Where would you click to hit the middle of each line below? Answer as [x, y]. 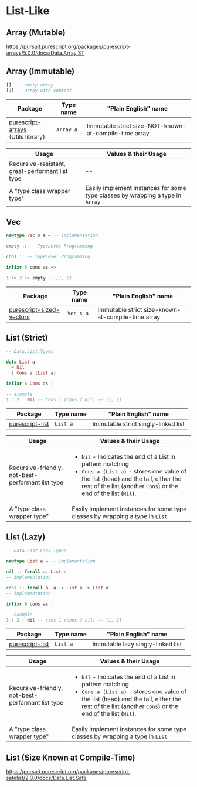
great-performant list [38, 171]
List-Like [28, 11]
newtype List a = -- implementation [51, 561]
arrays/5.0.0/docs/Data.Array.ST [45, 53]
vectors [20, 317]
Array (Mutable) [36, 33]
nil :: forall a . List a [36, 572]
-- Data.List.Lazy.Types [36, 551]
